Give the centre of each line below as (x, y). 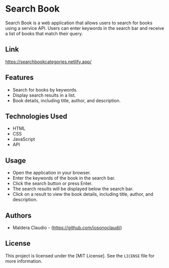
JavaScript (24, 139)
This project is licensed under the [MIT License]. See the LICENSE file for (80, 255)
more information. (24, 261)
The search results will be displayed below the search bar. (73, 189)
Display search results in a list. (44, 95)
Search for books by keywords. (45, 90)
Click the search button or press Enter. (52, 184)
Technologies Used (36, 116)
